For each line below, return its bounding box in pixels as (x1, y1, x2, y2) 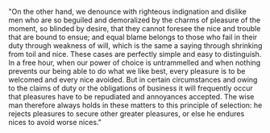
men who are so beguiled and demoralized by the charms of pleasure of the (8, 15, 260, 25)
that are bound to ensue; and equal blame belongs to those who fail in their (8, 32, 258, 42)
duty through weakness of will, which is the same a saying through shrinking (8, 41, 263, 50)
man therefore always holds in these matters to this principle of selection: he (8, 100, 263, 110)
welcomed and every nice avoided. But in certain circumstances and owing (8, 75, 258, 84)
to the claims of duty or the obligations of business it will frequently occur (8, 83, 253, 93)
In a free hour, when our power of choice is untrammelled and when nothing (8, 58, 261, 67)
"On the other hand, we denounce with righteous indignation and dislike (8, 7, 247, 16)
